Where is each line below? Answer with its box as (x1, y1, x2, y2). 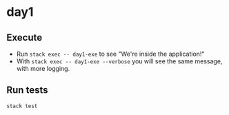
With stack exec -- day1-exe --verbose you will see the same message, (16, 57, 223, 65)
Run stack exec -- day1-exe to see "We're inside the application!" (16, 50, 205, 58)
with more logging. (16, 65, 70, 72)
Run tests (6, 84, 48, 96)
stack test (6, 103, 38, 109)
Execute (6, 32, 43, 43)
